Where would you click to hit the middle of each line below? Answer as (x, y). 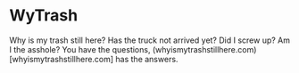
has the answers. (147, 59)
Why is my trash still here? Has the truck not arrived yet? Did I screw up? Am (150, 40)
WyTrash (44, 16)
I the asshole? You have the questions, (80, 49)
